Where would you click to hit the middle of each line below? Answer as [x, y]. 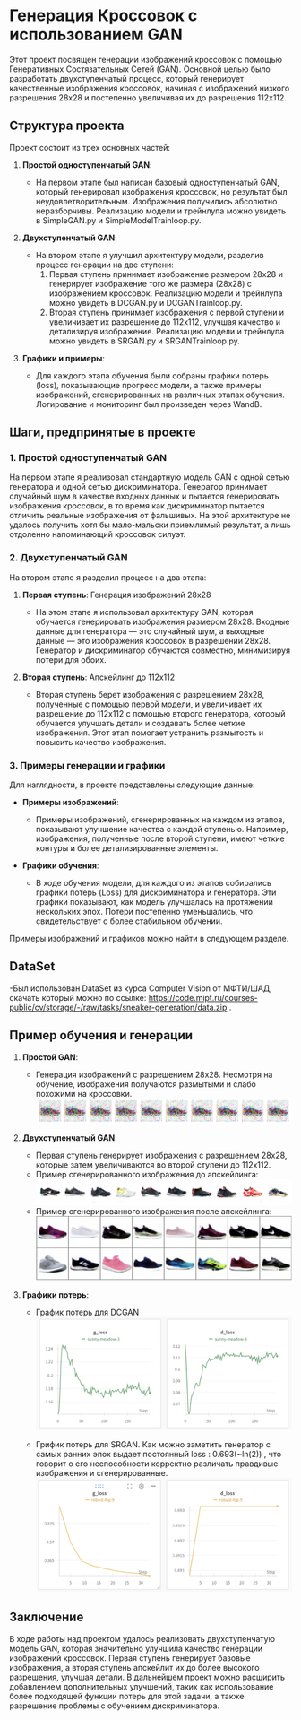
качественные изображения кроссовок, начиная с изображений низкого [150, 88]
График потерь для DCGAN [87, 1312]
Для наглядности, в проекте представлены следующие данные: [132, 785]
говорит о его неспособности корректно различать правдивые [157, 1464]
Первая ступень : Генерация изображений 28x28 [116, 595]
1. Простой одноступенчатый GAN [88, 458]
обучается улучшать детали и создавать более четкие [140, 723]
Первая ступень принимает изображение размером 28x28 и [166, 274]
